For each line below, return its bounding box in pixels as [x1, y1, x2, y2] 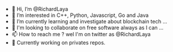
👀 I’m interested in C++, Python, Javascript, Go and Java [11, 12, 149, 19]
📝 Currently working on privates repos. [11, 39, 106, 46]
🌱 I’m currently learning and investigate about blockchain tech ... [11, 18, 168, 25]
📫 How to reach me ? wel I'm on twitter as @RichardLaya [11, 31, 151, 37]
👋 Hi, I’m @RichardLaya [11, 6, 69, 12]
